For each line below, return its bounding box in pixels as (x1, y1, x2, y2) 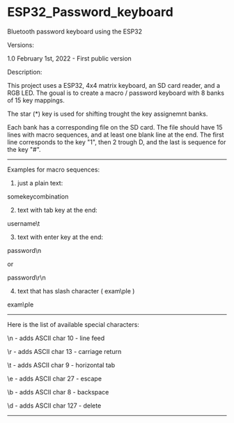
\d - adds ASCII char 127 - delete (7, 401, 102, 410)
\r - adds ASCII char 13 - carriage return (7, 347, 122, 355)
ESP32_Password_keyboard (7, 4, 174, 20)
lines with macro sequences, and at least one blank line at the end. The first (7, 130, 224, 139)
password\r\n (7, 273, 47, 282)
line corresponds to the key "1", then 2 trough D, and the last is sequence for (7, 137, 226, 146)
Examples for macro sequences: (7, 165, 100, 174)
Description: (7, 68, 42, 76)
